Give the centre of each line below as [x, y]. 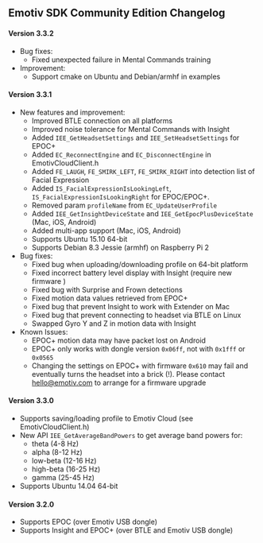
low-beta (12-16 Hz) [64, 461]
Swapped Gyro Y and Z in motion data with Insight [114, 323]
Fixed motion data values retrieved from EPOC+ [110, 298]
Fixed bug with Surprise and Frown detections [107, 289]
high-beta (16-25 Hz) [66, 469]
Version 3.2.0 [31, 504]
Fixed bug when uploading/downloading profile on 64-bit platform [140, 264]
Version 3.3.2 [31, 33]
